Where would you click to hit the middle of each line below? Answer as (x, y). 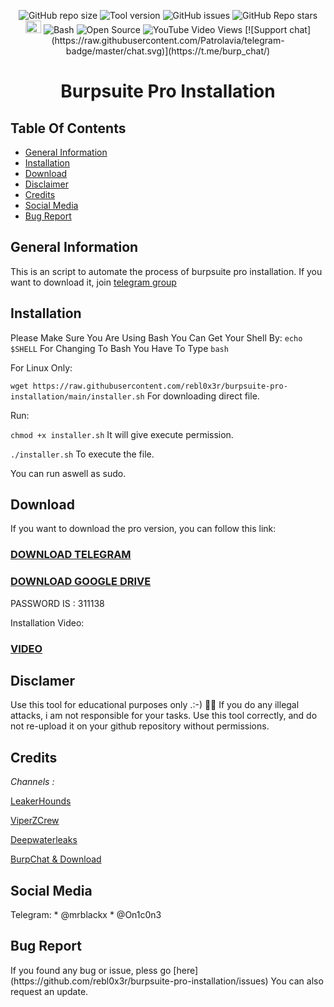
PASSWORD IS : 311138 (57, 603)
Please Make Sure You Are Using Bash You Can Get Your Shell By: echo (156, 337)
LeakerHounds (41, 801)
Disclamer (43, 680)
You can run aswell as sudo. (68, 473)
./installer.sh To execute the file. (82, 454)
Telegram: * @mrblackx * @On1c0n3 (86, 915)
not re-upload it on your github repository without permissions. (140, 726)
